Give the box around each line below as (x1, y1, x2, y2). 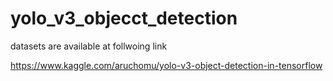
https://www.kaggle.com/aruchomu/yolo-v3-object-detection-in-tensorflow (10, 59, 323, 71)
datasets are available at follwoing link (10, 40, 168, 52)
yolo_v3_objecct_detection (10, 7, 238, 30)
